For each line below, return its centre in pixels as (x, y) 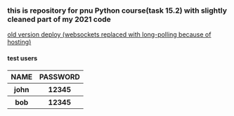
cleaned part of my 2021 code (59, 19)
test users (22, 58)
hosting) (19, 42)
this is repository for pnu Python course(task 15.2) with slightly (117, 11)
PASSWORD (60, 77)
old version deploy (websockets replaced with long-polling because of (109, 34)
